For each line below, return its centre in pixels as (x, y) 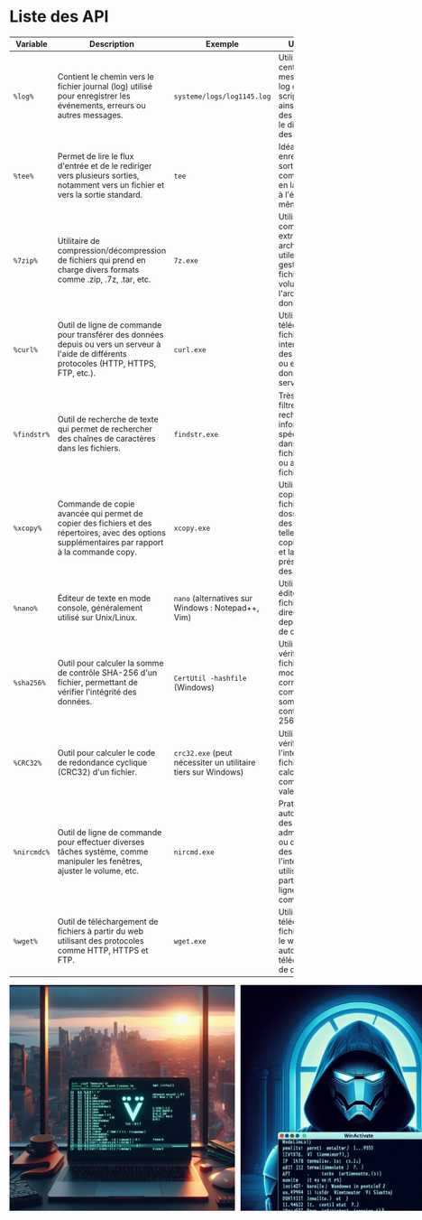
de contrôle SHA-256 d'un (107, 673)
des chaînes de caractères (106, 439)
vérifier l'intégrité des (97, 692)
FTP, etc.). (77, 373)
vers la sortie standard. (100, 194)
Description (112, 44)
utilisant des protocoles (101, 941)
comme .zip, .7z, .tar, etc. (104, 279)
